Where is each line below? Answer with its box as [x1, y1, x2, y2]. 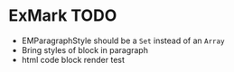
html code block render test [21, 54, 126, 65]
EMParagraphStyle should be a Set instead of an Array [21, 35, 225, 46]
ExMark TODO [8, 5, 117, 26]
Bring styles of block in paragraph [21, 44, 148, 55]
